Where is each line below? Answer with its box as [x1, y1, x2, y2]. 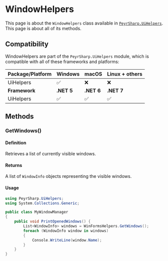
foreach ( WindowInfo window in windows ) [23, 228, 109, 233]
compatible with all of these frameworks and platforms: [5, 59, 119, 65]
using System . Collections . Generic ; [5, 200, 80, 206]
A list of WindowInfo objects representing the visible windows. [5, 173, 132, 179]
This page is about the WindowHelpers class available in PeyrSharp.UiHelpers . [5, 20, 163, 26]
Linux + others [107, 70, 143, 77]
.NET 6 [84, 87, 101, 94]
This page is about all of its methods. [5, 25, 82, 31]
